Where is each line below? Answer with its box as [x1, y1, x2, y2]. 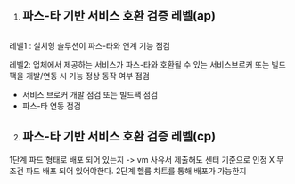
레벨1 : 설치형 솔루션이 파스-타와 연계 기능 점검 [9, 40, 171, 51]
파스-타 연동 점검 [21, 100, 82, 111]
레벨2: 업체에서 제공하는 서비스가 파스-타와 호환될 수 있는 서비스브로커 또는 [9, 59, 270, 69]
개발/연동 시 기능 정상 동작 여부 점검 [25, 70, 150, 81]
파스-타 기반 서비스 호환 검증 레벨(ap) [21, 8, 217, 24]
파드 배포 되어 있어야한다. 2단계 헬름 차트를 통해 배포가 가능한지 [25, 165, 247, 176]
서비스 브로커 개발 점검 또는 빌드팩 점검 [21, 89, 159, 100]
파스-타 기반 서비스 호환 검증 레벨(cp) [21, 129, 217, 144]
